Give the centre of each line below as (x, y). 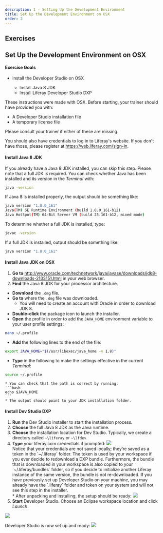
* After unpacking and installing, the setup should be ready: (72, 496)
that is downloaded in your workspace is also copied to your (72, 464)
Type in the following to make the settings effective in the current (78, 360)
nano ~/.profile (21, 333)
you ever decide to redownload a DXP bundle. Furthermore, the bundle (83, 459)
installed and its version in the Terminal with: (50, 178)
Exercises (20, 38)
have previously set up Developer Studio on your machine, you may (80, 480)
